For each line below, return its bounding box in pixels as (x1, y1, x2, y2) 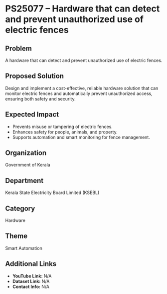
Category (5, 204, 35, 212)
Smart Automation (5, 245, 42, 251)
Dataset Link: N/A (12, 278, 50, 284)
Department (5, 176, 44, 185)
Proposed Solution (5, 72, 64, 80)
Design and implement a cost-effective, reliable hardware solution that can (5, 85, 159, 91)
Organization (5, 148, 46, 157)
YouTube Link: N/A (12, 273, 52, 279)
